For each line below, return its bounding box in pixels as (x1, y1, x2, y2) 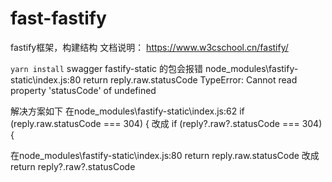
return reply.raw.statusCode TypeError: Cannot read (83, 73, 298, 86)
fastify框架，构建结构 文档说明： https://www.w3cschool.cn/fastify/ (10, 41, 289, 53)
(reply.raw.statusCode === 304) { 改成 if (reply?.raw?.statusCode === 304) (10, 117, 323, 129)
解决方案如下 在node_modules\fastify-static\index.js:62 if (10, 105, 245, 117)
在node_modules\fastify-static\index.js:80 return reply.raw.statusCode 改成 (10, 149, 320, 161)
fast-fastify (10, 7, 107, 30)
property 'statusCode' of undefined (10, 84, 157, 96)
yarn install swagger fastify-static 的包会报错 (10, 62, 204, 74)
